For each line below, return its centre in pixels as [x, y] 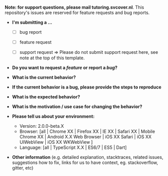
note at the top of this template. [52, 58]
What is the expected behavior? [46, 97]
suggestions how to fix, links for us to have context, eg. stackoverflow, [85, 162]
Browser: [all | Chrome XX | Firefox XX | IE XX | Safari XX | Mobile [87, 131]
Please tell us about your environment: [53, 116]
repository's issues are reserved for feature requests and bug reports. [77, 13]
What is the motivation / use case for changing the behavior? [77, 107]
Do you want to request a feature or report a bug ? [65, 68]
